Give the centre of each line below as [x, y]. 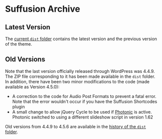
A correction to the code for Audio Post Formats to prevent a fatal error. [84, 96]
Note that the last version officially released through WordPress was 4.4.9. [80, 71]
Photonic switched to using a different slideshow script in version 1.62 [82, 117]
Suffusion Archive [43, 9]
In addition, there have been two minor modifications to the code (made [77, 81]
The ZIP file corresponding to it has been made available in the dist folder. [80, 76]
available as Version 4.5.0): [32, 87]
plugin [19, 107]
